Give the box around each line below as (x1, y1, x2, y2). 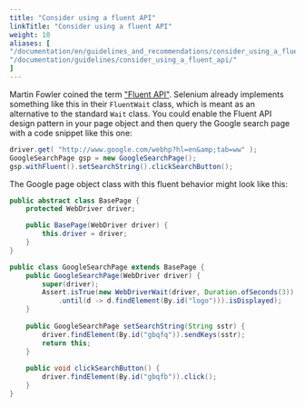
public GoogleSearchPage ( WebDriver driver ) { (25, 271, 202, 280)
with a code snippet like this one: (9, 127, 133, 138)
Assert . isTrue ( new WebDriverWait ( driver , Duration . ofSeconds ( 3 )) (42, 288, 295, 297)
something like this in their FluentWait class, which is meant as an (9, 98, 256, 109)
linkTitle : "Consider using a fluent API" (9, 22, 172, 31)
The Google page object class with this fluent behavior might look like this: (9, 178, 289, 189)
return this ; (42, 338, 92, 348)
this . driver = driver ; (42, 229, 128, 239)
